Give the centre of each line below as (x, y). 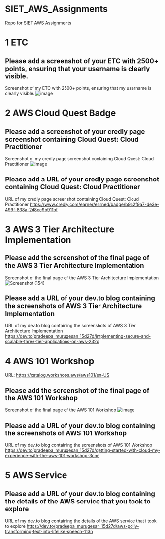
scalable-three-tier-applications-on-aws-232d (52, 341)
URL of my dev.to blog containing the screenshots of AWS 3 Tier (71, 325)
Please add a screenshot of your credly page (75, 131)
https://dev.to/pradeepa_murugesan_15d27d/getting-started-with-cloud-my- (82, 450)
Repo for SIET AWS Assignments (38, 23)
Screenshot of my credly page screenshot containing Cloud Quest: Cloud (80, 158)
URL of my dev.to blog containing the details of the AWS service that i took (81, 521)
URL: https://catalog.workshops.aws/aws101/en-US (57, 375)
